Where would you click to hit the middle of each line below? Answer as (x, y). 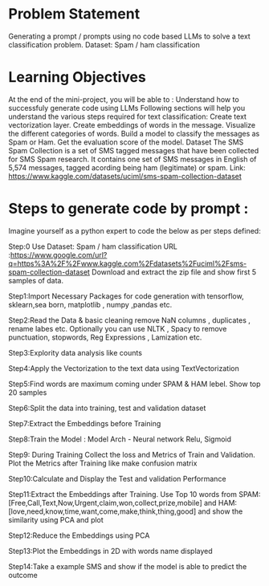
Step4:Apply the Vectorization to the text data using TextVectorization (124, 368)
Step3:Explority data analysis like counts (75, 352)
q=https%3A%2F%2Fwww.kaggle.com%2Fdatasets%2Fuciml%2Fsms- (128, 263)
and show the (220, 511)
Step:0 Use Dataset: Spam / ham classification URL (93, 246)
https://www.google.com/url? (59, 254)
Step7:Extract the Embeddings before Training (85, 423)
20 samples (28, 392)
